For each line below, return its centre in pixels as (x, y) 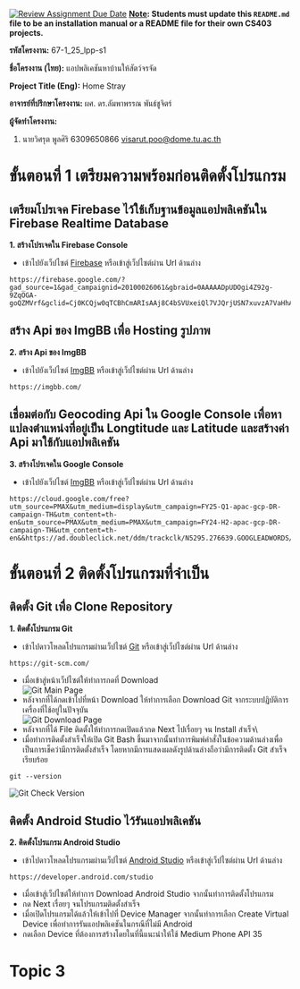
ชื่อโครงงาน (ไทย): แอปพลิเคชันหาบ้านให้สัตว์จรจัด (83, 68)
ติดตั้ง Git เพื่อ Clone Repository (91, 607)
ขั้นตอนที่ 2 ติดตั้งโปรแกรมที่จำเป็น (109, 573)
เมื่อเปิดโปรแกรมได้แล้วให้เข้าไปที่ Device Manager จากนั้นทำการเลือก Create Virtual (155, 914)
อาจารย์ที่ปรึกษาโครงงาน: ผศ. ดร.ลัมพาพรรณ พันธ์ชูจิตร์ (91, 103)
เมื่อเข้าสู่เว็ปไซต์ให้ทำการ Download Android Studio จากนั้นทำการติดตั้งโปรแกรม (148, 894)
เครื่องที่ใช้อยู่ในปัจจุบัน (55, 709)
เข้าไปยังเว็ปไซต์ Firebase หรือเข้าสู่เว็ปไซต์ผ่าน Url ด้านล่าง (111, 263)
